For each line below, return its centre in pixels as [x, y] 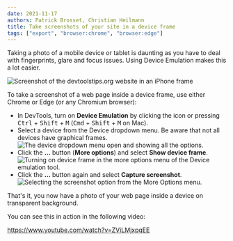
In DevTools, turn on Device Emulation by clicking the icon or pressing [119, 116]
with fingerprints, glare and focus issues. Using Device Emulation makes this [117, 61]
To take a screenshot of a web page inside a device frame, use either [106, 95]
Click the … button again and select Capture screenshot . [99, 175]
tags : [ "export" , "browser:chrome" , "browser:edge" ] [85, 33]
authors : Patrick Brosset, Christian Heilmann [76, 20]
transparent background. [43, 203]
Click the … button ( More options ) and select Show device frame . [113, 153]
